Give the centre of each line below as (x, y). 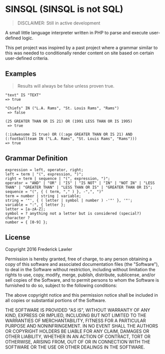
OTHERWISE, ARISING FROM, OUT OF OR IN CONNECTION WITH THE (78, 342)
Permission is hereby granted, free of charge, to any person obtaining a (79, 259)
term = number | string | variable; (43, 196)
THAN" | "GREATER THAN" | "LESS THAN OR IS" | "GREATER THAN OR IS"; (79, 187)
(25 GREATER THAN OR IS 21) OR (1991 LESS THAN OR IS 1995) (69, 121)
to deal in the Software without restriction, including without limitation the (80, 270)
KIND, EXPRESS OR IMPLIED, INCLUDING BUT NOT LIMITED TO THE (76, 316)
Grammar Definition (37, 158)
